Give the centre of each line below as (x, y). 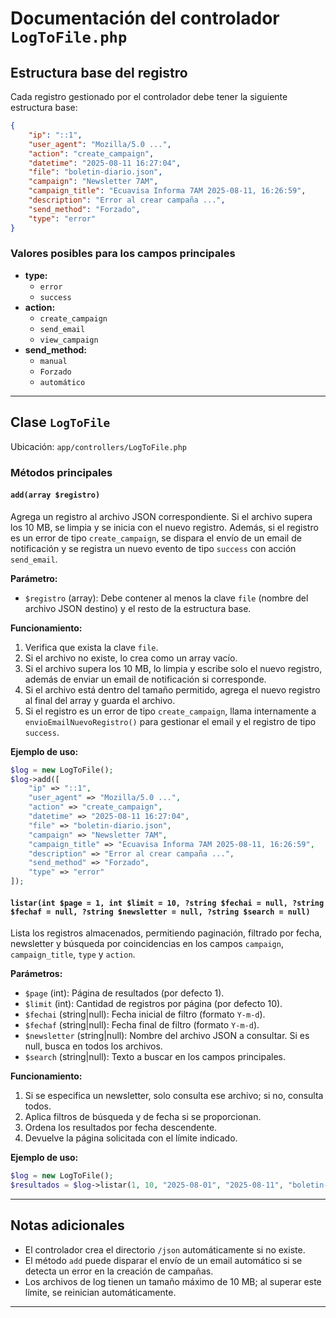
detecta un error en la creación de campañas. (119, 1271)
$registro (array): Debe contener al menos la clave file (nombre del (166, 598)
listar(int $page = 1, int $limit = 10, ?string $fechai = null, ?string (167, 903)
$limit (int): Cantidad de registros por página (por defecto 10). (153, 1004)
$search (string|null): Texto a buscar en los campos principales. (155, 1057)
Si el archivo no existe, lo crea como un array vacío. (131, 658)
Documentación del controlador (145, 18)
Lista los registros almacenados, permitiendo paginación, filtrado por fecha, (166, 933)
